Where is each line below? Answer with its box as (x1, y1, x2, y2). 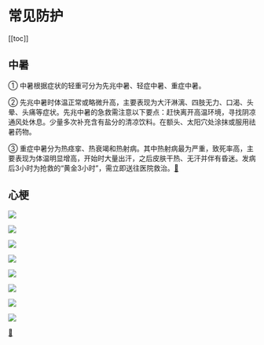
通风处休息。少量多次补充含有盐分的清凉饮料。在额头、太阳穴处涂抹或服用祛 (8, 117, 256, 127)
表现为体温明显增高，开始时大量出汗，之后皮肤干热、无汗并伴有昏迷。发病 (14, 153, 256, 163)
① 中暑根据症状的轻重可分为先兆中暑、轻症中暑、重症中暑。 (8, 80, 206, 90)
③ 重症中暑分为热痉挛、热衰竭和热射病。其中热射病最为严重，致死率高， (8, 143, 247, 153)
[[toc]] (8, 33, 29, 43)
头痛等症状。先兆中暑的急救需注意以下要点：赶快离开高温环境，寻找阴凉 (21, 107, 256, 116)
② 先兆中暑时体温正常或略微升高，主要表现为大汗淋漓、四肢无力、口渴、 (8, 97, 247, 107)
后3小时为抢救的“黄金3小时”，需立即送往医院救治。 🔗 (8, 163, 179, 173)
